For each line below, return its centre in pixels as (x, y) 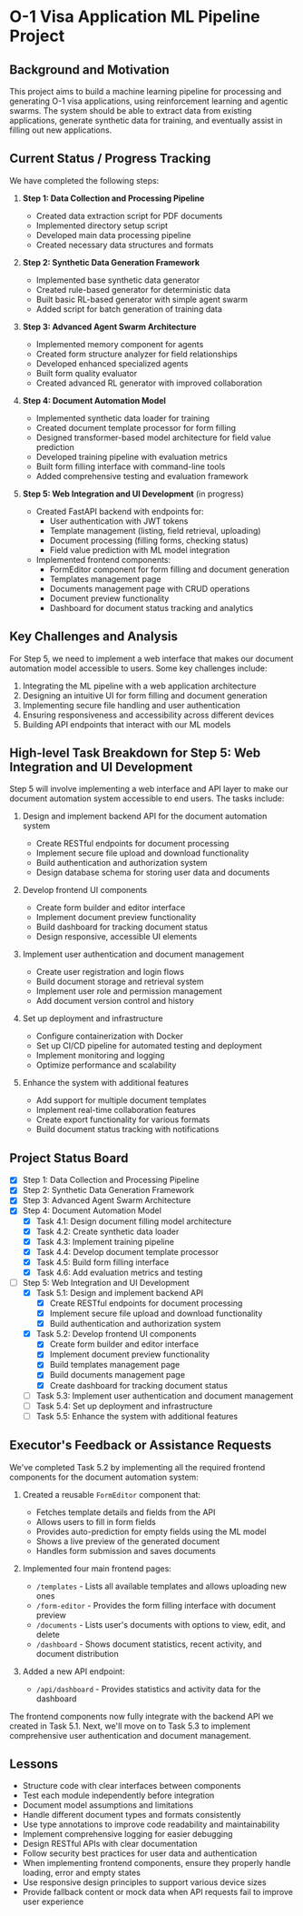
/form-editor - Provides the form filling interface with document (156, 1605)
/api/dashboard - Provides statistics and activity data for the (148, 1689)
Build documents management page (117, 1375)
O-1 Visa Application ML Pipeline (135, 17)
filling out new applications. (61, 130)
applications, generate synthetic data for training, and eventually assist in (146, 120)
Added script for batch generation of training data (129, 309)
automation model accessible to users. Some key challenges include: (138, 668)
